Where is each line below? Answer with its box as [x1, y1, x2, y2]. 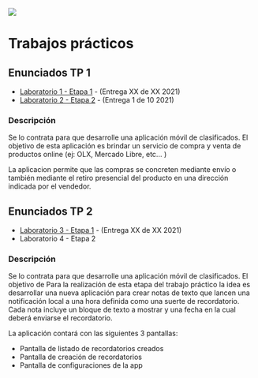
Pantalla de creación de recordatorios [19, 352, 142, 362]
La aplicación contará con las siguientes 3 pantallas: [8, 328, 178, 339]
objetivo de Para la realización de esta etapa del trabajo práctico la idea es [8, 280, 251, 290]
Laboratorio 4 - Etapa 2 [19, 234, 96, 244]
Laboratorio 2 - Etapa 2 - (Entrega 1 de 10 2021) [19, 95, 175, 104]
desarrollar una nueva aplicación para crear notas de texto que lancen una [8, 288, 250, 298]
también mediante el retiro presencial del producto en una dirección [8, 174, 229, 183]
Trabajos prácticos [8, 35, 134, 53]
